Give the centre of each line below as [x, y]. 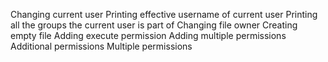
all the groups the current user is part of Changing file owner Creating [154, 25]
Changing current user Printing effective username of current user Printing [164, 14]
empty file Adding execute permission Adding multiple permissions [148, 35]
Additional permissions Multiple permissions [101, 46]
